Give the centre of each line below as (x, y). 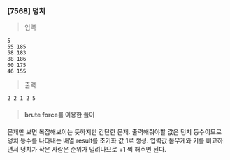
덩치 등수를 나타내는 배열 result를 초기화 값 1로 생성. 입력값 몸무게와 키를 (106, 140)
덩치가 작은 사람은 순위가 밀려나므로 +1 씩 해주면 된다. (93, 149)
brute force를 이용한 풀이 (59, 115)
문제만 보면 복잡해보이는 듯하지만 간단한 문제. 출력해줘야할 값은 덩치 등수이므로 (115, 131)
